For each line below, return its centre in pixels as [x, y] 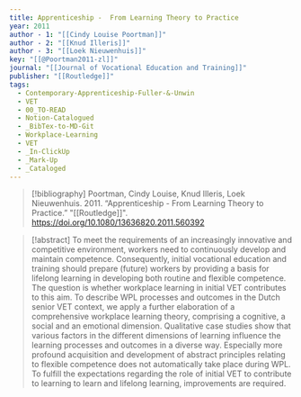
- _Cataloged [42, 168]
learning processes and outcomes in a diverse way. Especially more [157, 345]
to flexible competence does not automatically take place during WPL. [161, 365]
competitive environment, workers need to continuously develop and [159, 249]
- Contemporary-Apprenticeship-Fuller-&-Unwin [106, 93]
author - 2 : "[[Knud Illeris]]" [70, 43]
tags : [19, 85]
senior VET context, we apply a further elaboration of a [133, 307]
